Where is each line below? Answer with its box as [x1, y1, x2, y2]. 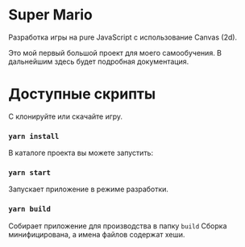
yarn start [8, 168, 51, 178]
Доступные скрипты [8, 85, 156, 103]
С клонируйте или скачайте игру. [8, 111, 123, 121]
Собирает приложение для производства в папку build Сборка [8, 220, 227, 231]
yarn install [8, 132, 60, 140]
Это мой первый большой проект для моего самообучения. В [8, 48, 222, 57]
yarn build [8, 204, 51, 214]
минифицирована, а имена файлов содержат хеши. [8, 229, 185, 239]
